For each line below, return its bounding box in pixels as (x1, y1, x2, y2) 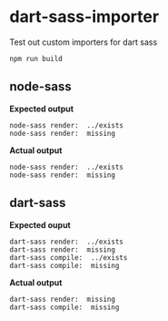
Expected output (9, 103, 74, 114)
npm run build (9, 54, 64, 63)
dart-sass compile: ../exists (9, 253, 128, 262)
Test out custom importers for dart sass (9, 36, 158, 47)
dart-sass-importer (9, 6, 160, 27)
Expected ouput (9, 219, 71, 230)
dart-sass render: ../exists (9, 237, 124, 246)
